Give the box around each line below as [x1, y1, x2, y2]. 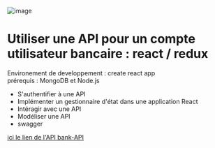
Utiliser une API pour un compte [7, 31, 195, 47]
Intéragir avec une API [17, 105, 82, 113]
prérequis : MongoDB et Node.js [7, 76, 100, 84]
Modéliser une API [17, 112, 71, 120]
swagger [17, 119, 43, 128]
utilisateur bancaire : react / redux [7, 46, 209, 62]
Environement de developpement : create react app [7, 68, 156, 77]
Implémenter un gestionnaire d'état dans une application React [17, 97, 198, 105]
